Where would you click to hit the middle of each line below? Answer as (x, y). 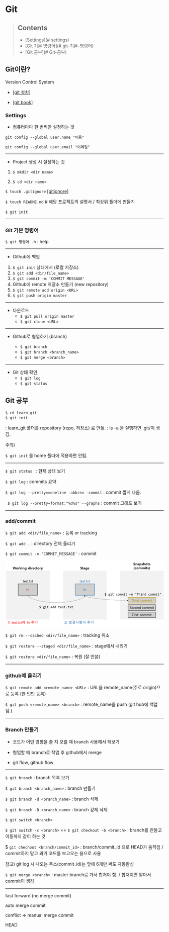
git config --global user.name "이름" (45, 137)
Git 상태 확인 (25, 372)
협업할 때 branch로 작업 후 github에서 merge (57, 752)
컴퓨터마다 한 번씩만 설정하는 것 (43, 127)
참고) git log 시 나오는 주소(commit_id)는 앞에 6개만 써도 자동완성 (70, 864)
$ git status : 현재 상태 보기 (35, 471)
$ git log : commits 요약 (31, 482)
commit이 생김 (20, 881)
